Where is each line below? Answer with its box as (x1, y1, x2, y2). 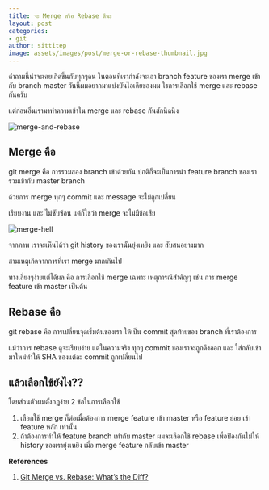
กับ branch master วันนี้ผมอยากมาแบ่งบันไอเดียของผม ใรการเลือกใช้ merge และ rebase (8, 81, 258, 90)
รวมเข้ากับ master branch (8, 175, 86, 186)
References (8, 457, 48, 467)
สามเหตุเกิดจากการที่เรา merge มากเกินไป (8, 256, 123, 266)
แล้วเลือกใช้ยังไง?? (8, 376, 84, 390)
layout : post (8, 19, 53, 27)
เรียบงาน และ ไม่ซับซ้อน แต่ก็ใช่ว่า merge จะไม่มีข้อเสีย (8, 207, 156, 218)
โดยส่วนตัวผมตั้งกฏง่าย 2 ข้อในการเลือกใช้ (8, 397, 120, 407)
